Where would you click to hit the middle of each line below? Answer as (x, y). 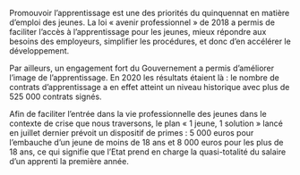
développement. (39, 51)
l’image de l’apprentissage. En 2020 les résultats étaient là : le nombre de (144, 78)
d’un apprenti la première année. (69, 161)
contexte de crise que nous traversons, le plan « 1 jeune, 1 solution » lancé (146, 123)
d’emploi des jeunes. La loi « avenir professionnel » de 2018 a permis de (142, 22)
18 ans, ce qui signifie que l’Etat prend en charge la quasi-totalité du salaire (148, 152)
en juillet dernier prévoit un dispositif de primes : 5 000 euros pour (132, 133)
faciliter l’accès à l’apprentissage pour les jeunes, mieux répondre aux (138, 32)
